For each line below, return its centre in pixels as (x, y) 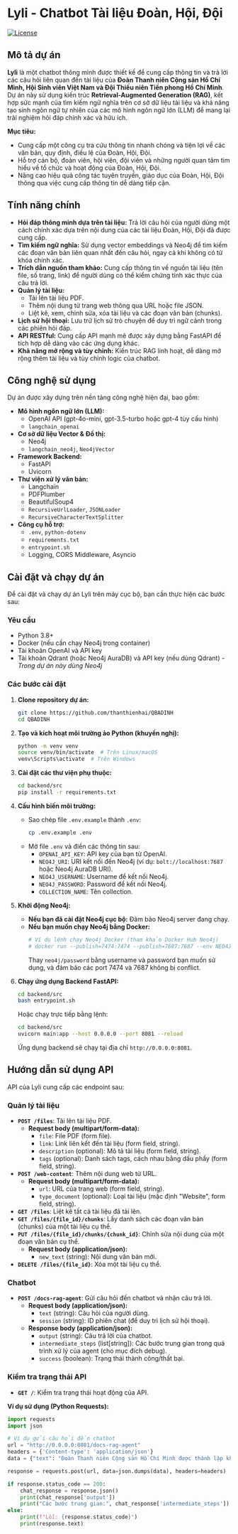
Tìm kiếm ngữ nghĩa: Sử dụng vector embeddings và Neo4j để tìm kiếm (123, 245)
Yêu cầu (22, 620)
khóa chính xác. (41, 260)
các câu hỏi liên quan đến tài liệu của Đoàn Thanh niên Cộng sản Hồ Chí (114, 80)
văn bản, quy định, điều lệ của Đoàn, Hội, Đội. (85, 152)
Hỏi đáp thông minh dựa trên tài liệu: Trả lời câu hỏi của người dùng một (124, 222)
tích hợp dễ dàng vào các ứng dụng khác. (78, 343)
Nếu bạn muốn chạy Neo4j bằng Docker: (89, 927)
